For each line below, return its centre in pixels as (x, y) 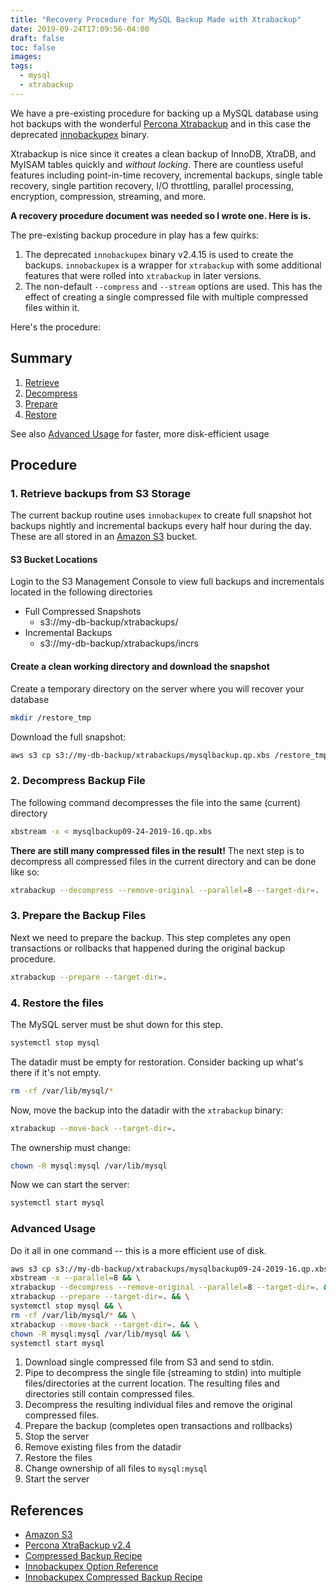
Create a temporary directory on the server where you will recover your (157, 688)
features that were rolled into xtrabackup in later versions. (143, 275)
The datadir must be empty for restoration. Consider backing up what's (157, 1062)
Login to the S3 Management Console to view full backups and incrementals (167, 582)
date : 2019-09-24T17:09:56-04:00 (80, 29)
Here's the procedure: (56, 327)
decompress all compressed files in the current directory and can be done (163, 861)
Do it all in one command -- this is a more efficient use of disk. (138, 1250)
